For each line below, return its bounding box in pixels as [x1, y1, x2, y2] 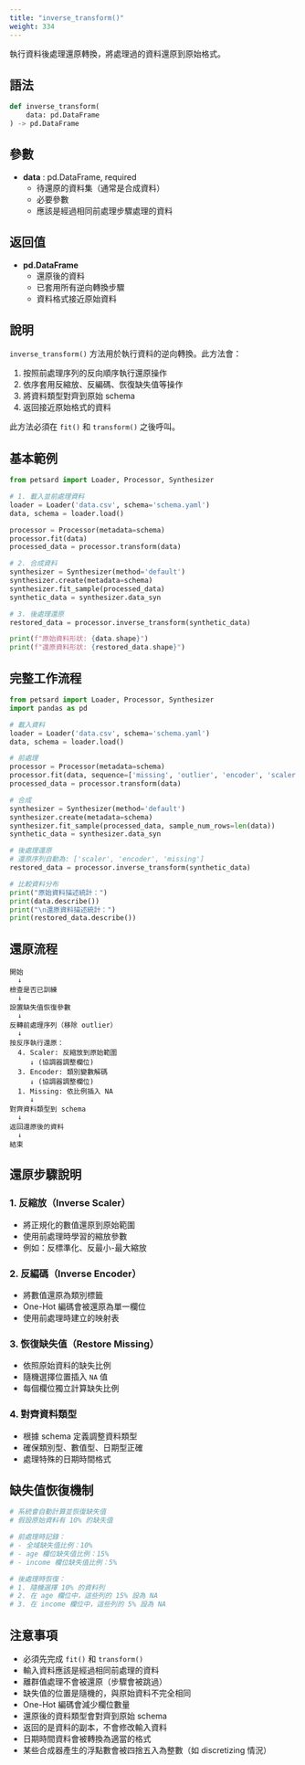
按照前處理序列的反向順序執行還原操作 [22, 367, 167, 379]
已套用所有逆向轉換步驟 [36, 281, 125, 292]
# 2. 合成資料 [9, 559, 58, 568]
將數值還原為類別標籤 [22, 1290, 103, 1301]
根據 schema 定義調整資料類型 [22, 1431, 138, 1442]
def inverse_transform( [9, 102, 100, 111]
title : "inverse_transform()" [9, 13, 125, 23]
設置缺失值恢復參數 [9, 1003, 71, 1012]
